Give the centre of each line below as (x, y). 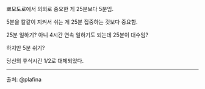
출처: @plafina (24, 79)
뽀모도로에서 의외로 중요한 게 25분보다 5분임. (60, 9)
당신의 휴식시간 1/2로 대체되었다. (45, 61)
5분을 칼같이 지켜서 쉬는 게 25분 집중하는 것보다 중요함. (72, 22)
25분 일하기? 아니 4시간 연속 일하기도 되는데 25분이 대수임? (77, 35)
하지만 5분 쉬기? (26, 48)
